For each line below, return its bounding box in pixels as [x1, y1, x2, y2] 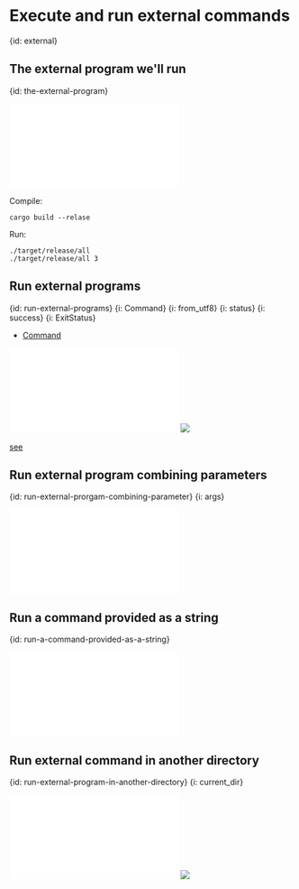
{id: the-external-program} [9, 85, 109, 96]
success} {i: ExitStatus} [9, 312, 96, 323]
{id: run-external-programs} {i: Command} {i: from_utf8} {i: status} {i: [9, 302, 266, 313]
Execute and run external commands [9, 5, 291, 26]
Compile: [9, 195, 43, 206]
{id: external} [9, 35, 59, 46]
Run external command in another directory [9, 753, 259, 768]
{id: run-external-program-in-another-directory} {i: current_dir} [9, 777, 244, 787]
